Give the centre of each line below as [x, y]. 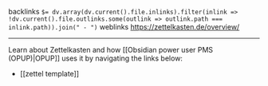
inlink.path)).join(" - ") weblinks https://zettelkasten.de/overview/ [124, 27]
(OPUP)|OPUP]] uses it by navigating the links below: [96, 58]
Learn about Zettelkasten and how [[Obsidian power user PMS [111, 50]
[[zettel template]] [49, 74]
